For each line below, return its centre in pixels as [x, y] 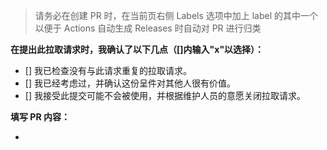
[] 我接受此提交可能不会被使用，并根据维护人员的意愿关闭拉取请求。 [165, 95]
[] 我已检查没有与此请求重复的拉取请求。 [108, 70]
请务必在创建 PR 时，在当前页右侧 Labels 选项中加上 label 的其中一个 [176, 15]
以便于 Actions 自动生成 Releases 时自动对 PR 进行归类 [148, 28]
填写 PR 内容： [40, 117]
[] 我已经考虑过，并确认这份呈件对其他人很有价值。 [130, 83]
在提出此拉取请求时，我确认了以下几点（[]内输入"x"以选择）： [137, 49]
